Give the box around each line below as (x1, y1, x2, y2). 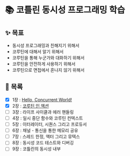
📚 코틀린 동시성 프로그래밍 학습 (5, 4, 125, 16)
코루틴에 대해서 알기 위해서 (12, 49, 64, 54)
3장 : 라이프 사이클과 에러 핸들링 (12, 109, 74, 115)
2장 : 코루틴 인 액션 (12, 103, 49, 108)
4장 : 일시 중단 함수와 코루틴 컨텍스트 (12, 115, 83, 121)
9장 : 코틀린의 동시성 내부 (12, 146, 61, 152)
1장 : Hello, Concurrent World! (12, 97, 72, 103)
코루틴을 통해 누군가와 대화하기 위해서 (12, 55, 85, 60)
